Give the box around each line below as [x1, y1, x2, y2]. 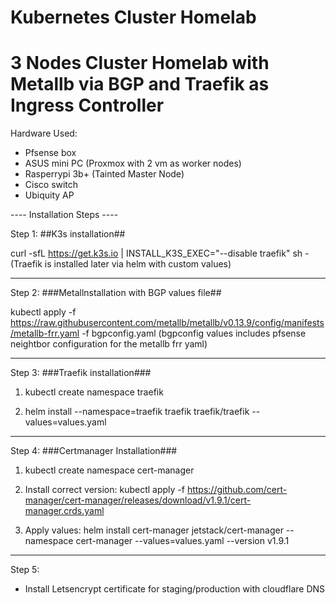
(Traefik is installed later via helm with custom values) [10, 258, 232, 270]
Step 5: [10, 564, 40, 576]
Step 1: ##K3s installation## [10, 228, 126, 240]
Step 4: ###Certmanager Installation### [10, 445, 178, 457]
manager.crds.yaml [24, 505, 105, 517]
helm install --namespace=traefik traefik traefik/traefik [24, 406, 250, 418]
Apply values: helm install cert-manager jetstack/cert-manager [24, 524, 284, 536]
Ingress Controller [10, 94, 165, 117]
